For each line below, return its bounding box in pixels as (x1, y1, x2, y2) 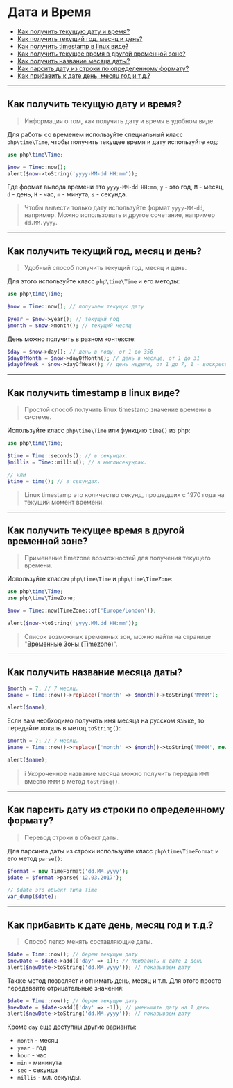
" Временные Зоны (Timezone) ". (24, 640, 118, 648)
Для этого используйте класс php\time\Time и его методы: (7, 277, 180, 285)
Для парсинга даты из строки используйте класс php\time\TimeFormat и (7, 846, 220, 855)
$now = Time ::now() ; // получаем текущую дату (7, 303, 144, 310)
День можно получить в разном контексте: (7, 335, 137, 343)
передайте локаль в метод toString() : (7, 724, 121, 732)
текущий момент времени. (24, 498, 104, 506)
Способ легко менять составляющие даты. (24, 938, 153, 945)
